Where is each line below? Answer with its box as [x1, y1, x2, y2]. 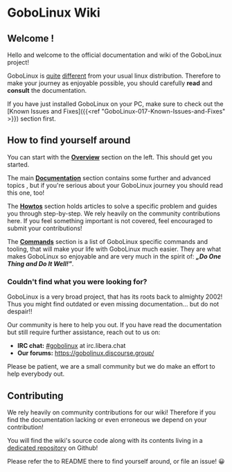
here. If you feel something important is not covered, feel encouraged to [7, 216, 213, 225]
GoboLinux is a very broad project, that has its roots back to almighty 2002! [7, 292, 223, 301]
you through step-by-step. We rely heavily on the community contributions [7, 209, 220, 218]
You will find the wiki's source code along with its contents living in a [7, 436, 203, 444]
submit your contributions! [7, 224, 82, 232]
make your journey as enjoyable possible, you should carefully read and [7, 79, 213, 87]
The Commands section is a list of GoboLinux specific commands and [7, 237, 208, 245]
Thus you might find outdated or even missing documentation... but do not [7, 300, 220, 308]
